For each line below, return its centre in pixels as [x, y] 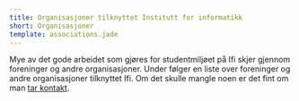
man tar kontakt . [40, 88]
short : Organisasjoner [52, 26]
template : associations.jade [64, 34]
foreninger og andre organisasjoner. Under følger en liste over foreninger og [150, 69]
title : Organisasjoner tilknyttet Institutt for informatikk [126, 17]
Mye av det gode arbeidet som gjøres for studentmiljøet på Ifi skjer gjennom [150, 60]
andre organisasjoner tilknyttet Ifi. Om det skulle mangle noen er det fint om [149, 79]
